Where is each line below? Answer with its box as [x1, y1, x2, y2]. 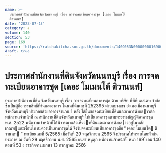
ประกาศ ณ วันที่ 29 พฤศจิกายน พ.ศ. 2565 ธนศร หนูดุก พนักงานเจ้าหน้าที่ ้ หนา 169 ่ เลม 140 [5, 137, 161, 143]
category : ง [5, 26, 29, 31]
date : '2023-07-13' [5, 21, 45, 26]
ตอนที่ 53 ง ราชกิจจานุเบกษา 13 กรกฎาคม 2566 [5, 142, 86, 148]
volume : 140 [5, 30, 30, 35]
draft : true [5, 49, 30, 53]
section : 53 [5, 35, 30, 40]
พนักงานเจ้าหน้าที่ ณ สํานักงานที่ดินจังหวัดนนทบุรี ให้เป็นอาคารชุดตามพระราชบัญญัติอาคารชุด [5, 114, 153, 120]
